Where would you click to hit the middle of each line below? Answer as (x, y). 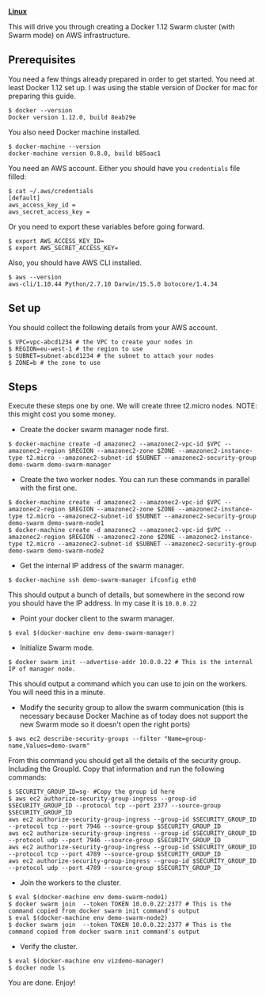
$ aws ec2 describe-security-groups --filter (84, 739)
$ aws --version (35, 277)
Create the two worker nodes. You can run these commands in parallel (135, 480)
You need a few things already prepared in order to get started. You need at (131, 79)
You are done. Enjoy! (42, 983)
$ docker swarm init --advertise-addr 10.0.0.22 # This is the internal (131, 663)
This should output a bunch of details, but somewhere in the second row (127, 595)
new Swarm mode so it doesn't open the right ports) (105, 724)
